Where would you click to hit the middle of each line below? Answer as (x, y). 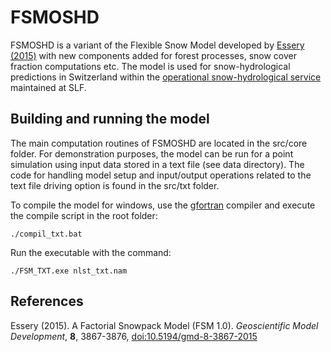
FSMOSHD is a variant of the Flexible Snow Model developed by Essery (157, 45)
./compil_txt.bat (46, 234)
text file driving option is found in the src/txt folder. (115, 185)
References (47, 301)
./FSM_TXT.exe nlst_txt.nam (69, 271)
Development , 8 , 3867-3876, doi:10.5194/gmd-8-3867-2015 (134, 336)
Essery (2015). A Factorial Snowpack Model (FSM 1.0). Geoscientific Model (164, 325)
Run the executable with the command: (91, 252)
